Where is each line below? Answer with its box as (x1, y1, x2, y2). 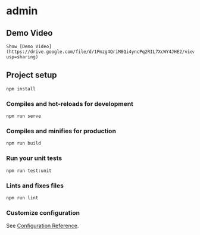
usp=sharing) (6, 54, 39, 60)
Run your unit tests (6, 154, 62, 162)
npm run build (6, 140, 42, 146)
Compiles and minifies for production (6, 127, 116, 135)
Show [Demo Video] (6, 43, 52, 49)
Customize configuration (6, 208, 80, 217)
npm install (6, 86, 36, 92)
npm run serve (6, 113, 42, 120)
